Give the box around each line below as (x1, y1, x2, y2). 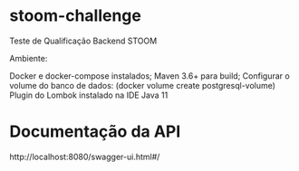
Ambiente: (9, 52, 48, 63)
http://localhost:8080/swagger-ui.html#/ (9, 151, 160, 162)
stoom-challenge (9, 5, 142, 26)
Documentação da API (9, 121, 181, 142)
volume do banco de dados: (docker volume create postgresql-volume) (9, 80, 276, 90)
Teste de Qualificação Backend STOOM (9, 35, 158, 46)
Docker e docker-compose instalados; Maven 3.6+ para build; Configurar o (9, 70, 290, 81)
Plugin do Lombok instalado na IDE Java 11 (9, 90, 169, 100)
